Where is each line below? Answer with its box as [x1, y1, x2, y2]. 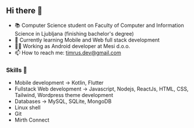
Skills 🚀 [6, 65, 27, 74]
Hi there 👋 [6, 6, 43, 16]
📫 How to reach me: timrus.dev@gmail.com [14, 49, 122, 56]
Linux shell [14, 104, 41, 111]
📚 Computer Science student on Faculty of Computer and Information [14, 22, 184, 29]
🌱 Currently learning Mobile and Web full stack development [14, 36, 160, 43]
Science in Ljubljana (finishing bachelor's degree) [14, 30, 134, 37]
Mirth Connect [14, 116, 50, 123]
